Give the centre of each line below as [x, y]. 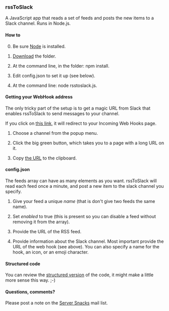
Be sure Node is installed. [39, 46]
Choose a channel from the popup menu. [55, 133]
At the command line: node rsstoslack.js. [55, 85]
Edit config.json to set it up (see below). [54, 75]
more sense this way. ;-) [30, 280]
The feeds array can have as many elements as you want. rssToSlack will [81, 181]
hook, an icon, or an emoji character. [51, 252]
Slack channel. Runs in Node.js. [38, 23]
